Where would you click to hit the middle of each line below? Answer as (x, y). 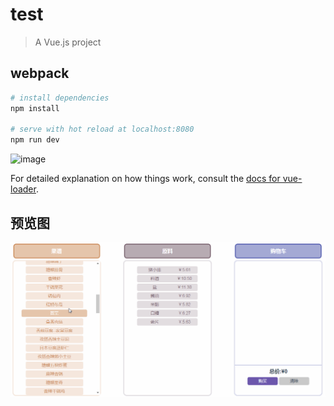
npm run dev (35, 140)
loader (23, 189)
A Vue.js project (68, 42)
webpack (40, 73)
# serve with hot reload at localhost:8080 (102, 129)
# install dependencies (60, 98)
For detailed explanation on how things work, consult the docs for (145, 179)
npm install (35, 108)
